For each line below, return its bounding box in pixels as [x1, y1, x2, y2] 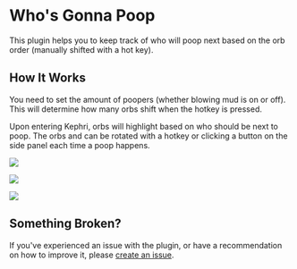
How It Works [9, 71, 87, 86]
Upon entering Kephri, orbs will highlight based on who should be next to [9, 121, 279, 131]
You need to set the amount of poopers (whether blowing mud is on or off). [9, 94, 286, 105]
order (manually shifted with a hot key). [9, 44, 154, 55]
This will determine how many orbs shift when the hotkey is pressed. [9, 104, 262, 114]
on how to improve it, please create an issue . [9, 249, 174, 260]
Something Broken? [9, 216, 122, 231]
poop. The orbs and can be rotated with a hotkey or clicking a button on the [9, 130, 288, 141]
